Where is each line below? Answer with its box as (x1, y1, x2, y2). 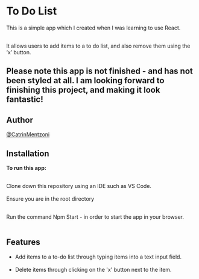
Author (6, 114, 33, 125)
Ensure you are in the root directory (6, 195, 95, 202)
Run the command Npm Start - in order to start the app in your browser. (6, 213, 185, 221)
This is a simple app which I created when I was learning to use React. (6, 24, 181, 31)
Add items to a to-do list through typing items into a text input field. (14, 253, 182, 260)
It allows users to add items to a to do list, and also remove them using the (6, 42, 191, 49)
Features (6, 237, 40, 248)
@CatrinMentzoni (6, 131, 50, 138)
